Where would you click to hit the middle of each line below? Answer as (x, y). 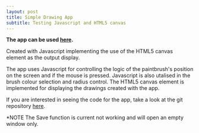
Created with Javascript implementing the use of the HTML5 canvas (90, 51)
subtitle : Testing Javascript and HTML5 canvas (66, 23)
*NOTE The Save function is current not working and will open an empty (95, 117)
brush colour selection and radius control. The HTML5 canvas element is (95, 82)
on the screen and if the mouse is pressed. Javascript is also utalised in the (98, 76)
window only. (22, 124)
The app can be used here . (40, 40)
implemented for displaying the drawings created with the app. (83, 88)
